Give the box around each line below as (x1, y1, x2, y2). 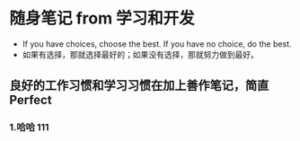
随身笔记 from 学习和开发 (9, 8, 195, 29)
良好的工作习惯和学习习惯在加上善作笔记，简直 (9, 78, 269, 93)
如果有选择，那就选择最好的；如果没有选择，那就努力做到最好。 (22, 48, 259, 59)
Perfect (9, 93, 52, 108)
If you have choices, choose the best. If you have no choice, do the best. (22, 38, 292, 49)
